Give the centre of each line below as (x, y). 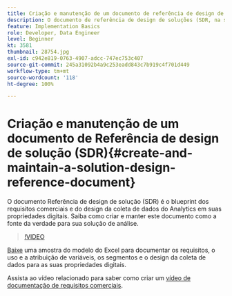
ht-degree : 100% (30, 84)
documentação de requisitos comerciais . (65, 286)
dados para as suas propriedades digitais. (67, 265)
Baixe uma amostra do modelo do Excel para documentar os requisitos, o (111, 250)
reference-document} (71, 182)
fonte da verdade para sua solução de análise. (73, 224)
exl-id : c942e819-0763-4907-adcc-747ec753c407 (75, 59)
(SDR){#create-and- (134, 153)
